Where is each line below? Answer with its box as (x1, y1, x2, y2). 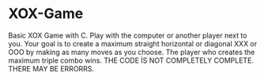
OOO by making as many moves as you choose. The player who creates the (8, 47, 255, 56)
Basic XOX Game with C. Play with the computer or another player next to (8, 31, 247, 40)
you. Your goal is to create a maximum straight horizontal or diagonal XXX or (8, 38, 258, 48)
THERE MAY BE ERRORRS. (8, 64, 95, 73)
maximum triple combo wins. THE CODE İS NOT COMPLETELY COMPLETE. (8, 56, 255, 65)
